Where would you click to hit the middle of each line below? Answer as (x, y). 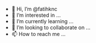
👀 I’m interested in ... (36, 15)
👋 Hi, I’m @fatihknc (34, 9)
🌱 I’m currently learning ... (42, 21)
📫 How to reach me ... (38, 34)
